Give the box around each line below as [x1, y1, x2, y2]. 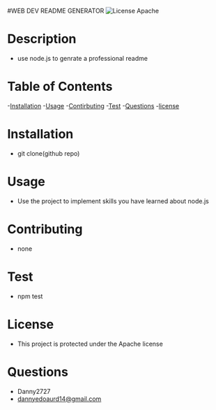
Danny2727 [17, 387, 51, 395]
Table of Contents [7, 79, 113, 94]
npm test [17, 292, 43, 300]
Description [7, 31, 77, 47]
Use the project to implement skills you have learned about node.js [17, 196, 209, 205]
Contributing [7, 221, 83, 237]
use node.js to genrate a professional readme [17, 54, 148, 62]
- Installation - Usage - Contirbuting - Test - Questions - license [7, 101, 180, 110]
